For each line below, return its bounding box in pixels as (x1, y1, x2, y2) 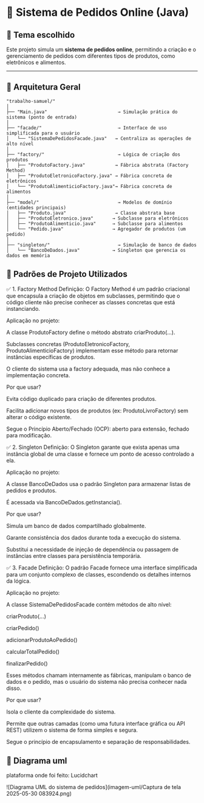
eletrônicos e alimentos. (6, 59, 66, 66)
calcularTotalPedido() (6, 648, 59, 655)
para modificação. (6, 431, 52, 439)
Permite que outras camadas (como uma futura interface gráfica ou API (6, 720, 185, 727)
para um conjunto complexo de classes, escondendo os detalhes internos (6, 571, 191, 578)
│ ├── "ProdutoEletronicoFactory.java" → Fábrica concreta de (6, 173, 172, 179)
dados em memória (6, 252, 50, 259)
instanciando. (6, 305, 41, 312)
